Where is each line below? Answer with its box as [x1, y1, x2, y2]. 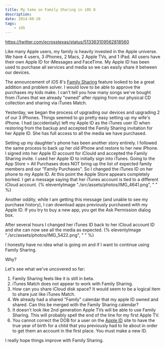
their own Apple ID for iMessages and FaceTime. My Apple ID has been [5, 59, 150, 65]
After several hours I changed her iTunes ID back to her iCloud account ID [5, 222, 155, 228]
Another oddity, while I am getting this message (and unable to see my [5, 196, 148, 202]
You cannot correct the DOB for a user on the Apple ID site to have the [12, 317, 155, 323]
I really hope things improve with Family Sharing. [5, 338, 104, 344]
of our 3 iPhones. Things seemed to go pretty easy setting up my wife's [5, 115, 151, 121]
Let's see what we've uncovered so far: [5, 266, 85, 272]
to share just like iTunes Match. [12, 291, 75, 297]
